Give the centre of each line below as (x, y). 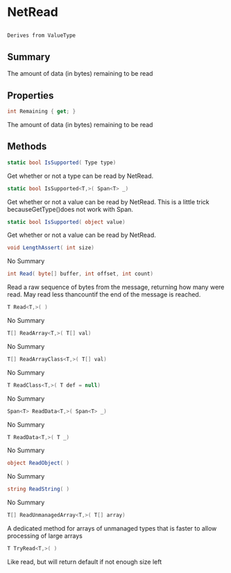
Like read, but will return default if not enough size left (85, 562)
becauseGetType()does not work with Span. (70, 209)
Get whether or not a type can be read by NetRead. (80, 176)
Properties (31, 95)
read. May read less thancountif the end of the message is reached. (104, 294)
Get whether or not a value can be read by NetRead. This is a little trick (108, 201)
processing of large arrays (45, 536)
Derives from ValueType (42, 35)
